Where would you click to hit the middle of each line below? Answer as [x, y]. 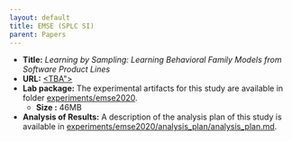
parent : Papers [38, 34]
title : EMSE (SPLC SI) [52, 26]
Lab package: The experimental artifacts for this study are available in [153, 88]
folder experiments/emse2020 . [80, 98]
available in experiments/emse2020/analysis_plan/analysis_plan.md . [150, 127]
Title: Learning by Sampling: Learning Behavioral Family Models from [152, 60]
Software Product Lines [66, 69]
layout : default [40, 18]
